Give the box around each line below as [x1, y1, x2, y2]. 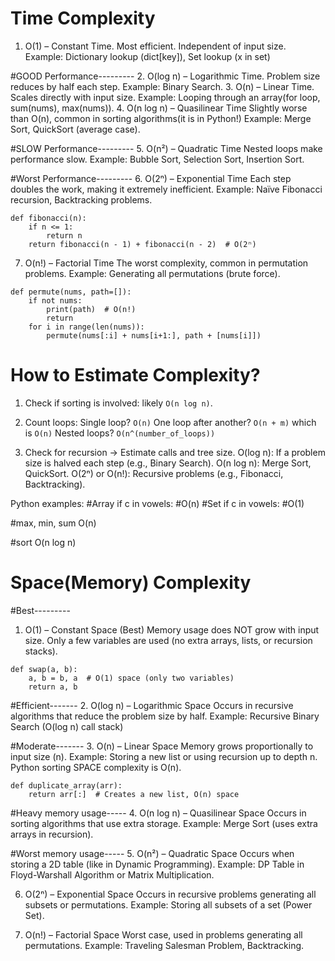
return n [46, 230, 83, 241]
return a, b [28, 682, 78, 692]
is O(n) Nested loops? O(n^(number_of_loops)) [24, 427, 216, 439]
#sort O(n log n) [10, 536, 77, 548]
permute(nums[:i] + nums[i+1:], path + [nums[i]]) [46, 330, 262, 341]
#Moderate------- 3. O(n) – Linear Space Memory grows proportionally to [10, 740, 314, 752]
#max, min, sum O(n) [10, 517, 97, 529]
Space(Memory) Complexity [10, 572, 252, 594]
